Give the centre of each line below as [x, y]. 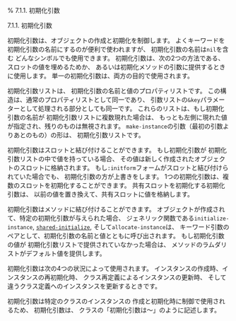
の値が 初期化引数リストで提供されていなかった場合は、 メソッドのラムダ [114, 245]
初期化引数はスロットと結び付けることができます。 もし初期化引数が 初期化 [117, 150]
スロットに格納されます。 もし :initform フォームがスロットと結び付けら [124, 168]
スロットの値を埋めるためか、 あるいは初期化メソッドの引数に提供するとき [117, 67]
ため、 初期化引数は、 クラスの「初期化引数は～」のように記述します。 [117, 310]
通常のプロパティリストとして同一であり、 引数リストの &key [113, 100]
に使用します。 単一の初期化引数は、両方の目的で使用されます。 [101, 76]
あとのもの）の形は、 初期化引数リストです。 [79, 135]
